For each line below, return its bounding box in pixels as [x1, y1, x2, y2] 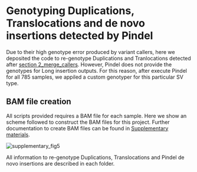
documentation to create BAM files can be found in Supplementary [6, 124, 169, 131]
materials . [6, 131, 31, 138]
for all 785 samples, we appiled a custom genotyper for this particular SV [6, 73, 184, 80]
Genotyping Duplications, [6, 4, 134, 18]
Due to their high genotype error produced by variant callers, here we [6, 48, 175, 55]
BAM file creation [6, 97, 72, 107]
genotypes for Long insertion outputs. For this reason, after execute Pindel [6, 67, 188, 74]
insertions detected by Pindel [6, 29, 153, 42]
